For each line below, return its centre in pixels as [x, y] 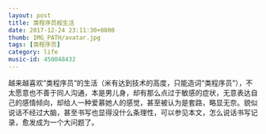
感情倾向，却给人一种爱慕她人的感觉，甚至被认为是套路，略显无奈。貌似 [140, 102]
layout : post [30, 15]
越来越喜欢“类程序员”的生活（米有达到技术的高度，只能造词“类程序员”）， [127, 83]
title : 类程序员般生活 [42, 23]
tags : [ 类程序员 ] [34, 45]
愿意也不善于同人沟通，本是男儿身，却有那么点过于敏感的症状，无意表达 [133, 92]
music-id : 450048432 [42, 60]
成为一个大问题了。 [67, 122]
